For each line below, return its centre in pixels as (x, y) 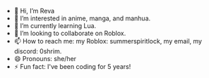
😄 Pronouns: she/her (45, 59)
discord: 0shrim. (38, 51)
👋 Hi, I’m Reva (34, 11)
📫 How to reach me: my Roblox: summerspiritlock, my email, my (108, 41)
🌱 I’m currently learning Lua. (55, 26)
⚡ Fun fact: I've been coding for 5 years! (72, 66)
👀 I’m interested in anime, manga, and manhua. (82, 18)
